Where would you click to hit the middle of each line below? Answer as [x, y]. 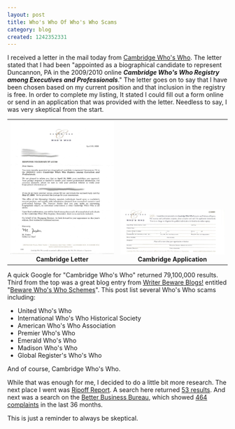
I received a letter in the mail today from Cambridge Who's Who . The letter [115, 58]
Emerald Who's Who [47, 340]
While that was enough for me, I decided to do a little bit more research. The [117, 382]
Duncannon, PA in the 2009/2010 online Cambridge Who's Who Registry [113, 73]
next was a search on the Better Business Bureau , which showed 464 [107, 397]
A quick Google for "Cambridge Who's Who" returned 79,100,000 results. [113, 275]
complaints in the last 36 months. [55, 405]
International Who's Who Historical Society [79, 318]
